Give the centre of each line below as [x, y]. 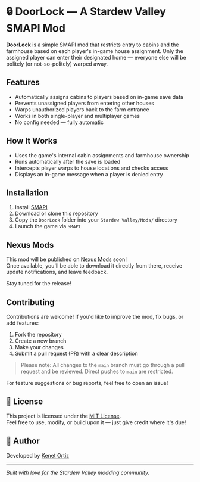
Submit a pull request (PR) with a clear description [76, 353]
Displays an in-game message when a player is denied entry [89, 174]
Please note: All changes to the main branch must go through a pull [102, 365]
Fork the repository [38, 335]
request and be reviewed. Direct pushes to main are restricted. [97, 371]
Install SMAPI [31, 207]
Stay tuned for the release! [39, 284]
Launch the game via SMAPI [48, 226]
